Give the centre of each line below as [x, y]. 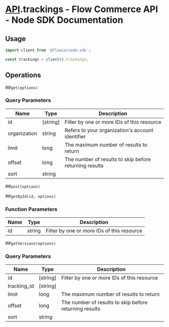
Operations [23, 75]
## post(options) [23, 186]
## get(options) [22, 87]
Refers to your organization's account [109, 130]
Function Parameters [31, 209]
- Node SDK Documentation [64, 20]
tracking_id [21, 286]
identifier [75, 136]
